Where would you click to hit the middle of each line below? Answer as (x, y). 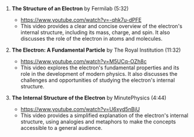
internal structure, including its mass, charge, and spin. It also (95, 32)
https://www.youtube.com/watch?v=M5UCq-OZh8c (83, 61)
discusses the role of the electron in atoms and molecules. (91, 39)
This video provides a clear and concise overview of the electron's (101, 26)
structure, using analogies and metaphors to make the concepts (98, 122)
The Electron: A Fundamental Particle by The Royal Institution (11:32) (96, 50)
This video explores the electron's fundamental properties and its (100, 68)
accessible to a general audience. (61, 128)
